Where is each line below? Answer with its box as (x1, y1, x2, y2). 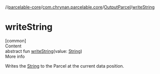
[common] (5, 37, 26, 43)
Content (5, 43, 22, 49)
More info (5, 53, 25, 59)
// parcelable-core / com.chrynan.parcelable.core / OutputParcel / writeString (5, 4, 155, 10)
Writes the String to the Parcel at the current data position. (5, 63, 124, 69)
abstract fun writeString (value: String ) (5, 48, 83, 54)
